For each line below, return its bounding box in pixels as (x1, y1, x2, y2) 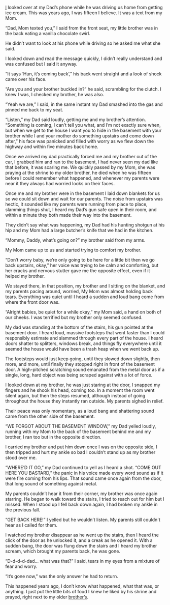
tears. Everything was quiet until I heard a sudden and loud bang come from (5, 294, 164, 300)
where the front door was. (5, 299, 60, 305)
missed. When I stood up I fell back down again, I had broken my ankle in (5, 501, 158, 507)
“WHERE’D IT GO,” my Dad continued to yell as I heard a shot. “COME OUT (5, 465, 161, 470)
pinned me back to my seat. (5, 107, 63, 112)
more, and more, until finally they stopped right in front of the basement (5, 361, 155, 367)
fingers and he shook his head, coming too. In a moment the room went (5, 387, 155, 393)
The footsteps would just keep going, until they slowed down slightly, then (5, 356, 160, 362)
